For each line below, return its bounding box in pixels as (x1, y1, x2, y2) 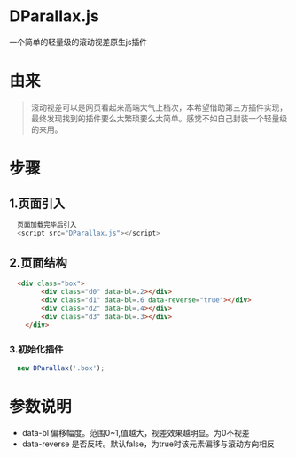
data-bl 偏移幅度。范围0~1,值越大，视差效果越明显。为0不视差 (21, 427, 250, 438)
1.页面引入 (9, 197, 66, 212)
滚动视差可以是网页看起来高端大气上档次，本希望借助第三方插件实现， (30, 102, 288, 112)
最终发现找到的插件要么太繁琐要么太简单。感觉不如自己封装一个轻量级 (30, 112, 288, 123)
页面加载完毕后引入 (17, 220, 77, 229)
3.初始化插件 (9, 343, 64, 355)
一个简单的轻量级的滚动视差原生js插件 (9, 36, 148, 47)
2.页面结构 (9, 255, 68, 271)
